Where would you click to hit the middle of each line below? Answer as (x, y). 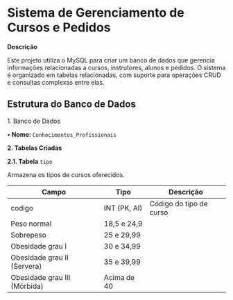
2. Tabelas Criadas (35, 148)
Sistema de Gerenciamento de (96, 13)
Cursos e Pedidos (59, 27)
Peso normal (31, 224)
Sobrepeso (28, 235)
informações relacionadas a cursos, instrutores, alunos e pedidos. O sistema (116, 67)
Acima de (119, 277)
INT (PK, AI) (123, 208)
